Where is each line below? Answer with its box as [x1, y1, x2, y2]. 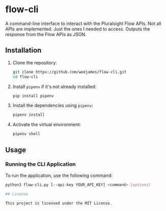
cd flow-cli [12, 74, 38, 80]
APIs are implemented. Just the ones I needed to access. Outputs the [5, 25, 150, 32]
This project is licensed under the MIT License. [5, 200, 113, 206]
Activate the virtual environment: [12, 121, 81, 128]
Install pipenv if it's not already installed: [12, 83, 96, 90]
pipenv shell [12, 131, 41, 137]
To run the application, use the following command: [5, 172, 113, 178]
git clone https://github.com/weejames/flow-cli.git [12, 69, 127, 74]
